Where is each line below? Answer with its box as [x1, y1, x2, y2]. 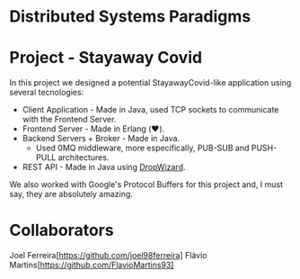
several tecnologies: [9, 87, 84, 98]
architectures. [57, 152, 110, 163]
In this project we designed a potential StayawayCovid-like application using [9, 77, 292, 88]
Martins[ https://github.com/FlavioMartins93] [9, 259, 174, 271]
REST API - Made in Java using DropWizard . [22, 162, 186, 173]
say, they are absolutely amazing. [9, 189, 133, 200]
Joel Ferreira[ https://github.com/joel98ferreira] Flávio [9, 250, 207, 261]
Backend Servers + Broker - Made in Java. [22, 133, 181, 144]
